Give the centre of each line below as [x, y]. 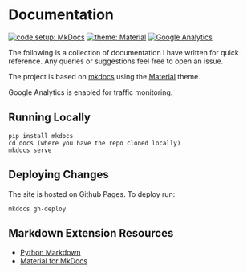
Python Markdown [51, 253]
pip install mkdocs [41, 136]
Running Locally [49, 118]
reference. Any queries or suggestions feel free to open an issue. [116, 61]
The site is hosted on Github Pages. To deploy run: [92, 194]
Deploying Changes [59, 175]
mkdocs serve [30, 150]
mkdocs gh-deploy [37, 209]
